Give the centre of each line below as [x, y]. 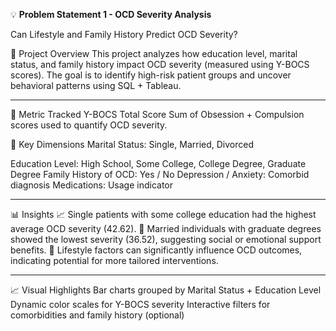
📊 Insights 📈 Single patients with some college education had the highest [163, 214]
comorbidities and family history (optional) [97, 315]
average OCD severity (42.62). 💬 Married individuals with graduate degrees [166, 228]
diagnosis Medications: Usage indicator [92, 185]
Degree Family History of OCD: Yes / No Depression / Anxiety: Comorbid [160, 174]
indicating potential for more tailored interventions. [114, 260]
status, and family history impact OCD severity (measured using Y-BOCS [160, 64]
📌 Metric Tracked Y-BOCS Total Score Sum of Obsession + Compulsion [157, 114]
